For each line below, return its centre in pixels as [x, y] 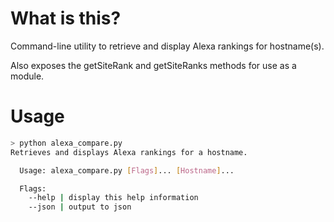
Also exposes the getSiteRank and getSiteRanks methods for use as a [153, 65]
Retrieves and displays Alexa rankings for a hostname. [129, 152]
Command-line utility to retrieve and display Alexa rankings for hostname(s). [167, 46]
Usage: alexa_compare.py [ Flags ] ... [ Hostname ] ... [127, 170]
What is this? [66, 18]
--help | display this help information [113, 198]
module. [27, 76]
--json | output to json [80, 207]
